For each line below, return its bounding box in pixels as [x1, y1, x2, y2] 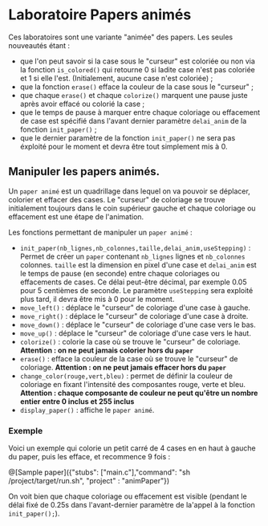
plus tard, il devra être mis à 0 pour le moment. [19, 294, 175, 304]
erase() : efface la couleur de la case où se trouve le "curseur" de [19, 353, 238, 363]
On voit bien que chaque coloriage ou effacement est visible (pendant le [8, 491, 247, 501]
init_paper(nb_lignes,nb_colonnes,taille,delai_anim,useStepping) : [19, 243, 251, 252]
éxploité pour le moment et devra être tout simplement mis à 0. [19, 141, 228, 151]
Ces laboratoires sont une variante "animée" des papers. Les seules [8, 32, 233, 42]
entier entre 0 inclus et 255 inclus [19, 396, 135, 406]
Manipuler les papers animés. [8, 165, 160, 178]
